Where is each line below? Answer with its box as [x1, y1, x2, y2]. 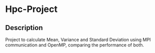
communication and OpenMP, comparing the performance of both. [5, 42, 144, 48]
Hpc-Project [5, 3, 58, 15]
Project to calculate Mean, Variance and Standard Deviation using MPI [5, 36, 151, 42]
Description [5, 23, 43, 32]
